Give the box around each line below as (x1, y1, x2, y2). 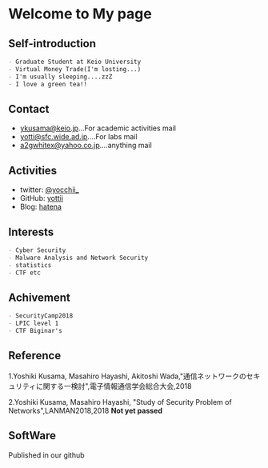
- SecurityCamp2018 (8, 312, 74, 320)
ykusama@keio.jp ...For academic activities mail (19, 123, 176, 133)
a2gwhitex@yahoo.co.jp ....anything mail (19, 141, 152, 150)
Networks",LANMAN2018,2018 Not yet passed (8, 406, 162, 415)
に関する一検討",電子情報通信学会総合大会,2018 (35, 381, 192, 390)
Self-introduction (8, 37, 97, 50)
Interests (8, 225, 54, 238)
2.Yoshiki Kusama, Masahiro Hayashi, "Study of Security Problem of (8, 397, 232, 406)
